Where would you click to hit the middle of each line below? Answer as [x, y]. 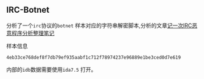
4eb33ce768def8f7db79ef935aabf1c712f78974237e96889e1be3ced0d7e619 [94, 57]
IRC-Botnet [28, 10]
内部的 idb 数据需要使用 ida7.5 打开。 [51, 69]
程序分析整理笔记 [33, 33]
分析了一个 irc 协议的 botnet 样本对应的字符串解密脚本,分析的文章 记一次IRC [99, 25]
